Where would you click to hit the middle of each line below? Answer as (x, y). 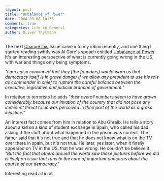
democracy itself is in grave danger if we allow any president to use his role (82, 77)
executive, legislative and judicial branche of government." (65, 87)
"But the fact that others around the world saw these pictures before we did (82, 153)
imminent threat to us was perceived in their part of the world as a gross (79, 107)
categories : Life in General (35, 28)
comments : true (21, 23)
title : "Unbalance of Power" (35, 14)
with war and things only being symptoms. (48, 62)
